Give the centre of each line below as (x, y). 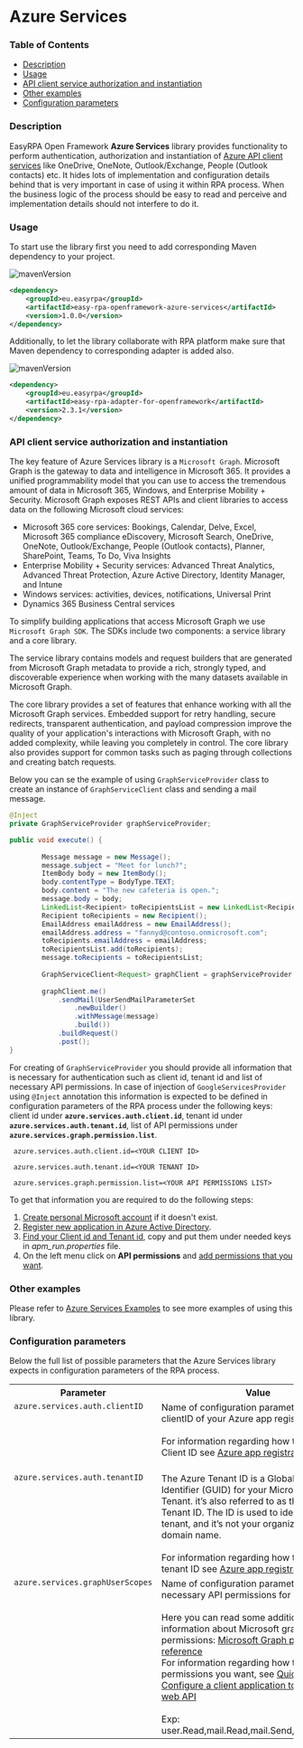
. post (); (74, 1041)
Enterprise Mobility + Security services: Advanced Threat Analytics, (148, 566)
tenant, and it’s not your (211, 1524)
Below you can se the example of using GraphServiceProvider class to (139, 780)
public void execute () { (56, 840)
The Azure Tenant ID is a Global (228, 1479)
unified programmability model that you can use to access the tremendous (148, 481)
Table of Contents (50, 45)
